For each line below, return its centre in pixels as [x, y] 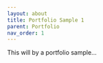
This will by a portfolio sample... [52, 53]
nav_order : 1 [26, 33]
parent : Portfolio [33, 26]
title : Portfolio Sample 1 [46, 20]
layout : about [27, 13]
